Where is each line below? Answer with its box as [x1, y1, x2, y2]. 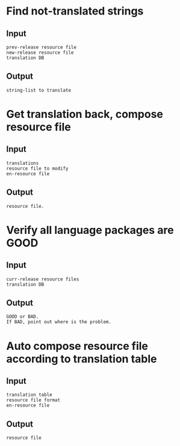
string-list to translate [6, 87, 71, 93]
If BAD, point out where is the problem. [6, 319, 112, 325]
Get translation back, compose [6, 108, 164, 121]
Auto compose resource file [6, 339, 149, 353]
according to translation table [6, 352, 157, 366]
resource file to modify [6, 165, 69, 172]
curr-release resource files [6, 276, 79, 282]
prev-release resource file [6, 44, 77, 50]
